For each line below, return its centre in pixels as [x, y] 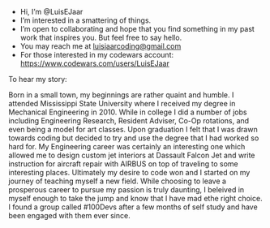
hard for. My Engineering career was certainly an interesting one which [127, 146]
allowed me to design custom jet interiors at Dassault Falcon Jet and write [132, 155]
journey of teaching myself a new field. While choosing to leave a [118, 181]
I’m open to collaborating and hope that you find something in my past [137, 29]
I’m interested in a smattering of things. [86, 20]
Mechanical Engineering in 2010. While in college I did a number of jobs [128, 112]
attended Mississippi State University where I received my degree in [122, 103]
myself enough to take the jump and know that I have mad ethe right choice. [135, 198]
